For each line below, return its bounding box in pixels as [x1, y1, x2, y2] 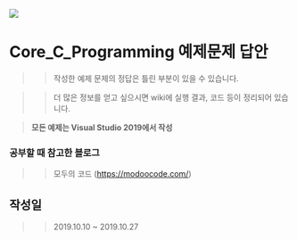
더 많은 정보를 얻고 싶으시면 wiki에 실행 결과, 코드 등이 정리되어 [53, 92, 272, 103]
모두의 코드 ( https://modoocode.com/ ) [53, 169, 192, 179]
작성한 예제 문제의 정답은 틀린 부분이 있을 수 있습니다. [53, 72, 239, 84]
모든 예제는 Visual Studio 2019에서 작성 [30, 121, 173, 133]
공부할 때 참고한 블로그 [9, 146, 101, 159]
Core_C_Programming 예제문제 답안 [9, 42, 269, 62]
